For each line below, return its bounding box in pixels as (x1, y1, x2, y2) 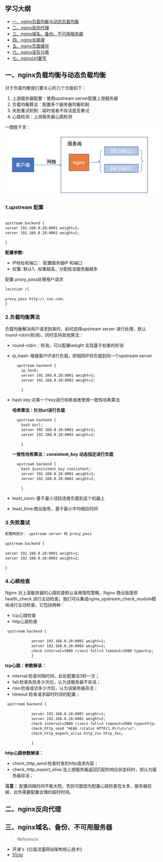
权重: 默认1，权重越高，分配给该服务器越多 (12, 266, 98, 272)
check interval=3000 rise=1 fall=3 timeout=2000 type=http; (31, 721, 156, 726)
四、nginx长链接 (12, 37, 45, 43)
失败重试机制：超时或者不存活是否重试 (12, 107, 89, 113)
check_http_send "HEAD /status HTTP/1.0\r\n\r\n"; (31, 726, 137, 731)
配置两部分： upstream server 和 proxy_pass (5, 531, 92, 536)
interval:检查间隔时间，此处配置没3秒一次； (12, 673, 100, 679)
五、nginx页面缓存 (12, 43, 49, 49)
